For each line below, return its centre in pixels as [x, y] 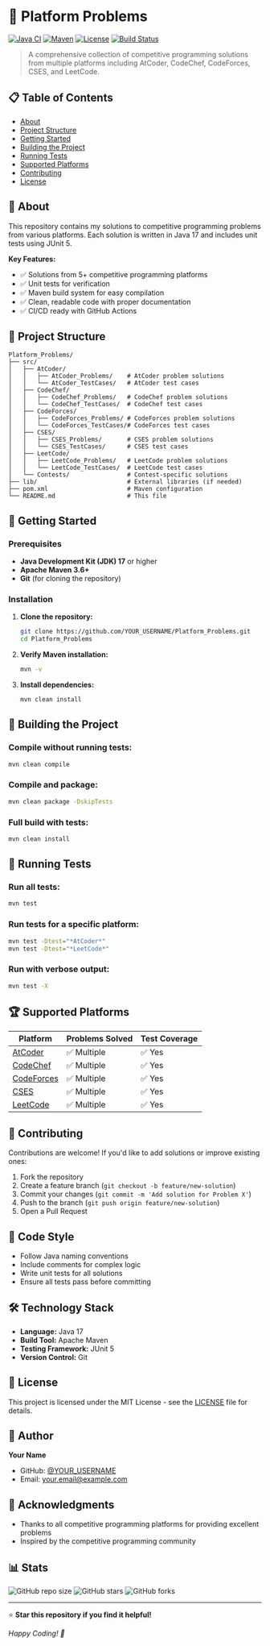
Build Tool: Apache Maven [64, 1340]
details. [20, 1411]
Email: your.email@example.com [74, 1479]
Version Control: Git [54, 1357]
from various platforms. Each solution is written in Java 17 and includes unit [133, 235]
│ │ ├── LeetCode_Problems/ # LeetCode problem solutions [118, 461]
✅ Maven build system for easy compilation [92, 293]
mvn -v [31, 669]
